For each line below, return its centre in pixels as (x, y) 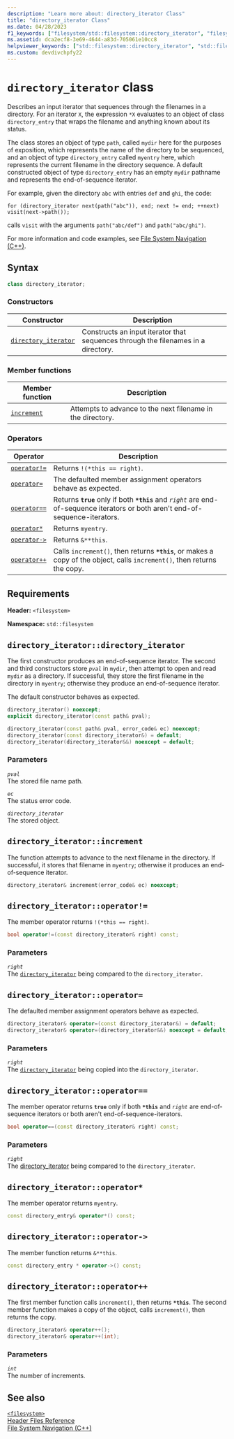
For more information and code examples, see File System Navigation (107, 238)
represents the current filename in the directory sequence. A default (105, 164)
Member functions (39, 370)
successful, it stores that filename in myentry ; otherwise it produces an (108, 865)
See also (26, 1397)
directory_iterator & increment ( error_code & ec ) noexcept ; (93, 885)
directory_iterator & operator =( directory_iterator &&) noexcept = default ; (118, 1031)
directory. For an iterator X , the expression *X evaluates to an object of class (116, 114)
